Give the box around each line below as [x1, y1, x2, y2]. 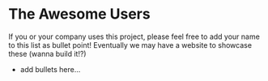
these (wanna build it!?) [8, 49, 87, 58]
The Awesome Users [8, 5, 151, 23]
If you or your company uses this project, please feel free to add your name [8, 32, 261, 41]
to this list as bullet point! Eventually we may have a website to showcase [8, 40, 253, 49]
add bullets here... [19, 64, 81, 74]
